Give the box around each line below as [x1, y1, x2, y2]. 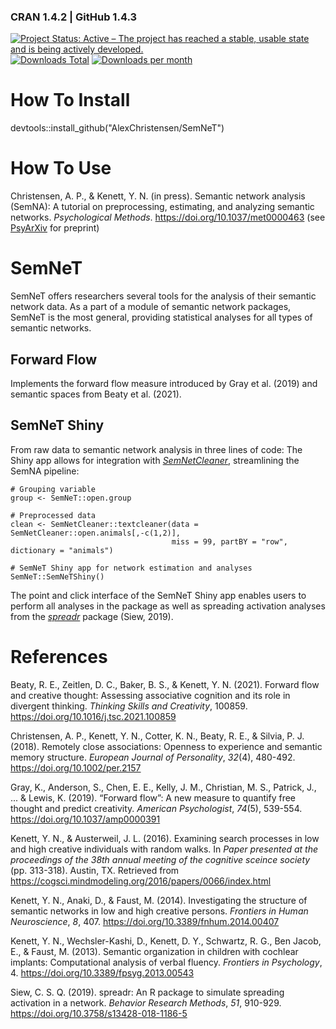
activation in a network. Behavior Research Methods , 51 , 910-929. [10, 996, 282, 1009]
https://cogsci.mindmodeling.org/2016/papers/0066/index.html [10, 875, 272, 887]
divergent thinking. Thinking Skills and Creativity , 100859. [10, 700, 248, 712]
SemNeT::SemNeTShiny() [10, 571, 105, 582]
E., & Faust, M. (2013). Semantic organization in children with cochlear [10, 945, 299, 957]
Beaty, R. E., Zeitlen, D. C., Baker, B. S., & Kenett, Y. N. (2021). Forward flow [10, 678, 320, 690]
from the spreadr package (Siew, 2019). [10, 610, 174, 622]
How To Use [10, 157, 112, 180]
